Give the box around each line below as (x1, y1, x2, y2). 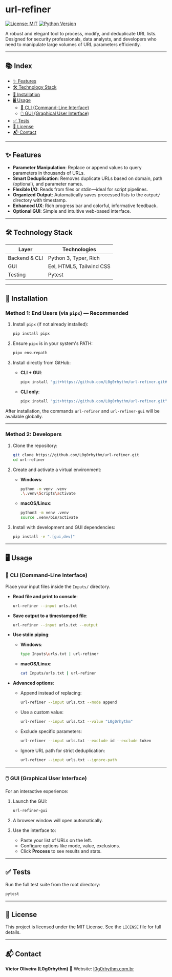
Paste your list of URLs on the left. (20, 837, 93, 843)
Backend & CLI (8, 255, 44, 262)
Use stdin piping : (12, 632, 50, 638)
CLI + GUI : (20, 369, 42, 375)
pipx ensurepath (12, 350, 48, 355)
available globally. (5, 413, 44, 419)
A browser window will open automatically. (12, 817, 103, 823)
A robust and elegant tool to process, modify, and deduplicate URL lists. (5, 30, 157, 36)
